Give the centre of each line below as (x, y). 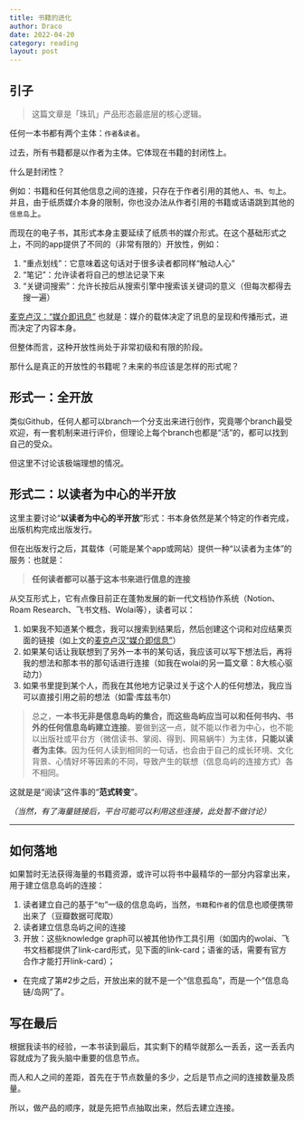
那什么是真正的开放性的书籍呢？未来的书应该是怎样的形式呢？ (124, 366)
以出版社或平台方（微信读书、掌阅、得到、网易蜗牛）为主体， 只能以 (158, 738)
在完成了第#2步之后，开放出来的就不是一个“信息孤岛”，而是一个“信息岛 (156, 981)
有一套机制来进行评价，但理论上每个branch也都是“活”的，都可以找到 (161, 432)
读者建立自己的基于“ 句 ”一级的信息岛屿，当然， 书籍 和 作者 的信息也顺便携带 (158, 905)
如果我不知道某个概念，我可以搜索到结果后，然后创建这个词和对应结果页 (157, 628)
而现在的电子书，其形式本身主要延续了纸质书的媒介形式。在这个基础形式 (144, 233)
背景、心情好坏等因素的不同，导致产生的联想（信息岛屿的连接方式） (158, 761)
